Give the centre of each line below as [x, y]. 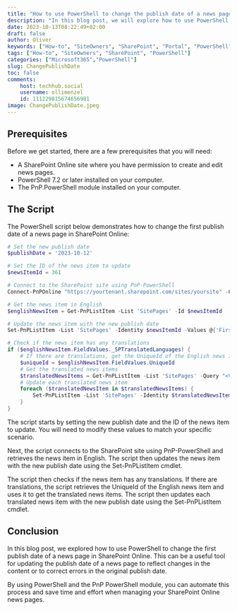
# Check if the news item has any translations [79, 343]
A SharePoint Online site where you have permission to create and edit [120, 165]
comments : [22, 79]
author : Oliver [30, 40]
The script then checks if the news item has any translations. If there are [112, 479]
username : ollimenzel [51, 92]
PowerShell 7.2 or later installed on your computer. [91, 180]
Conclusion [33, 532]
